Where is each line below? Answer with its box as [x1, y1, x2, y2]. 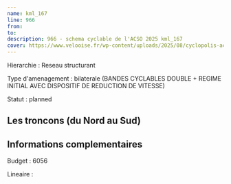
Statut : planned [7, 95, 52, 103]
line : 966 [7, 17, 36, 23]
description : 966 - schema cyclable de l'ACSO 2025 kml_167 [7, 36, 184, 43]
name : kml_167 [7, 10, 48, 17]
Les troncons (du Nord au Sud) [7, 115, 141, 127]
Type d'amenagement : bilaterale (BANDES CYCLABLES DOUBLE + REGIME [7, 74, 222, 83]
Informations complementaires [7, 139, 143, 150]
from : [7, 23, 23, 30]
